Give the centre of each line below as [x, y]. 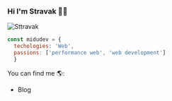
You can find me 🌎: [36, 73]
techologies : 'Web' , [44, 46]
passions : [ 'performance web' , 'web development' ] [90, 53]
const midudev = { [34, 40]
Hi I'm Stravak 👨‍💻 [38, 11]
